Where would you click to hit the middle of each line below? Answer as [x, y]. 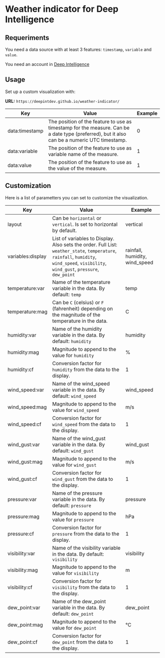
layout [15, 224]
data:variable [23, 151]
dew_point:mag [25, 625]
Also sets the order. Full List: [85, 245]
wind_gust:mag [25, 462]
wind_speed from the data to [84, 424]
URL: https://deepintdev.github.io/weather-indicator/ [62, 101]
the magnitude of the [76, 314]
